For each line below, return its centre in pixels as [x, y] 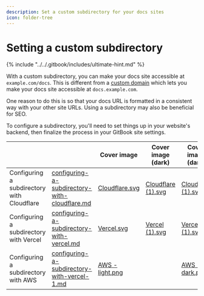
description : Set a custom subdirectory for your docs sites [85, 12]
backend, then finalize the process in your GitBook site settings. [86, 132]
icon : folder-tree [29, 18]
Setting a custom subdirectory [85, 48]
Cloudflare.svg [119, 188]
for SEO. [17, 114]
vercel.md [66, 244]
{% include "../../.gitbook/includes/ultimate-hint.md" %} [75, 65]
